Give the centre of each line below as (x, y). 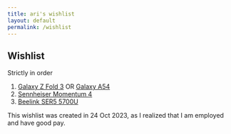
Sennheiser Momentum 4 (55, 94)
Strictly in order (30, 73)
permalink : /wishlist (40, 27)
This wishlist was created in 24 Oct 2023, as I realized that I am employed (116, 116)
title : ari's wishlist (41, 14)
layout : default (31, 21)
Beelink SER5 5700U (48, 102)
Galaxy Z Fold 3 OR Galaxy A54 (64, 86)
